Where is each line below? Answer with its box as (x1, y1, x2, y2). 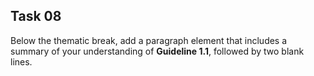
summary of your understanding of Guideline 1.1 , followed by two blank (10, 45, 305, 57)
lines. (10, 55, 33, 68)
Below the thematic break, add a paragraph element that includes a (10, 34, 288, 46)
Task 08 (10, 8, 62, 25)
